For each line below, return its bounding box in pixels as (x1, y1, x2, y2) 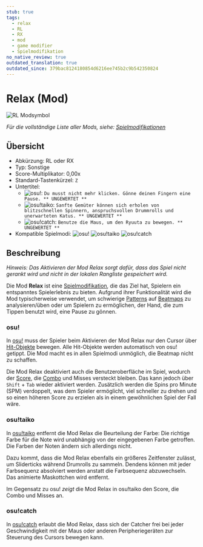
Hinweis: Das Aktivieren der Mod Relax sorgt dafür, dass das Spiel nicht (6, 264, 187, 271)
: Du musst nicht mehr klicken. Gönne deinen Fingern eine (41, 190, 191, 197)
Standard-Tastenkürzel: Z (15, 177, 78, 184)
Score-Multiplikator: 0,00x (15, 170, 81, 177)
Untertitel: (15, 183, 41, 190)
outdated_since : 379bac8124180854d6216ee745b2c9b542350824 (6, 65, 159, 72)
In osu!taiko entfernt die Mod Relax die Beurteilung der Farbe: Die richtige (6, 429, 190, 436)
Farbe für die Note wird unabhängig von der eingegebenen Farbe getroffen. (6, 436, 195, 443)
